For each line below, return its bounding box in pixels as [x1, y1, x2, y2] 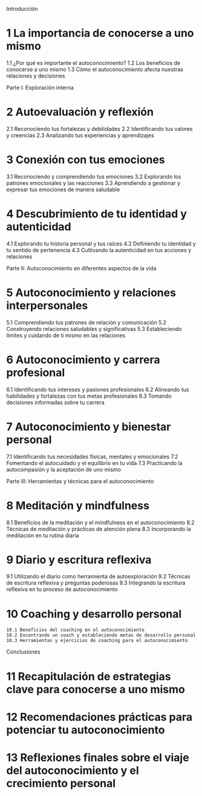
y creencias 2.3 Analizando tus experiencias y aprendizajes [6, 132, 154, 139]
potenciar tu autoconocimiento [6, 723, 165, 737]
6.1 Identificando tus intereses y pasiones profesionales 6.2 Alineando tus [6, 386, 189, 393]
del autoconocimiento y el [6, 763, 139, 777]
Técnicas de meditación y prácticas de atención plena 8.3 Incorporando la [6, 525, 192, 532]
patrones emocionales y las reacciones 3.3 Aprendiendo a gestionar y [6, 179, 181, 187]
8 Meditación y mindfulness [6, 498, 150, 512]
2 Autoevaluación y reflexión [6, 105, 154, 119]
